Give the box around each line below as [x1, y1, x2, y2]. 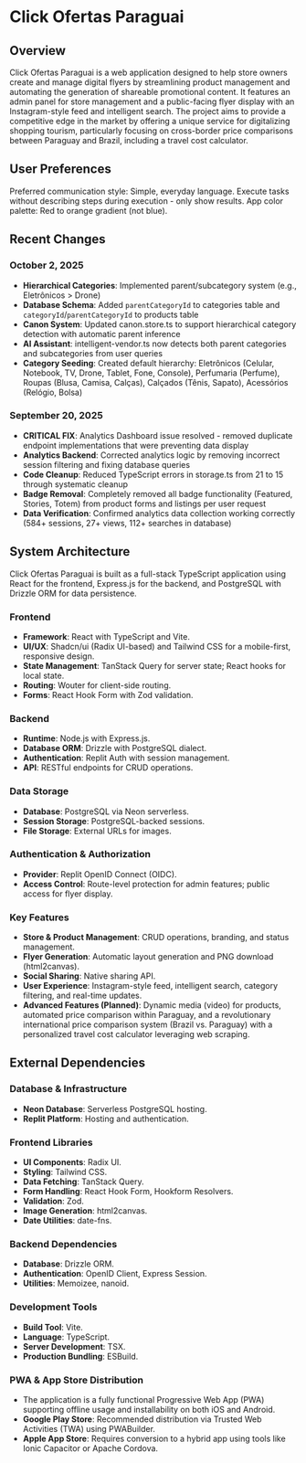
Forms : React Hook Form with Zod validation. [22, 689, 194, 700]
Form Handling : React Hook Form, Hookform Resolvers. [22, 1186, 234, 1197]
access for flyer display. [22, 888, 113, 899]
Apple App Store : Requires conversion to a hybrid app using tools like [22, 1433, 286, 1444]
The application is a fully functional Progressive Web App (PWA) [22, 1394, 265, 1405]
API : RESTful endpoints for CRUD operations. [22, 762, 194, 773]
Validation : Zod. [22, 1195, 85, 1207]
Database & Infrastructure [9, 1083, 128, 1096]
